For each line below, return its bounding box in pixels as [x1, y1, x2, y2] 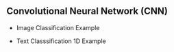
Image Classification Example [16, 23, 100, 31]
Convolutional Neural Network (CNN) [6, 5, 169, 17]
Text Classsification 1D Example [16, 37, 107, 45]
